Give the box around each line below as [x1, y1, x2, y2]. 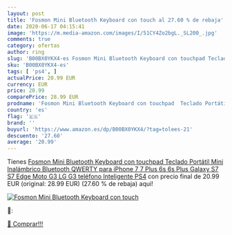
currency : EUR [7, 81, 48, 88]
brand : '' [7, 119, 36, 126]
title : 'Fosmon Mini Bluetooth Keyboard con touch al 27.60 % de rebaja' [7, 17, 224, 23]
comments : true [7, 36, 51, 43]
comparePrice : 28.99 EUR [7, 94, 79, 101]
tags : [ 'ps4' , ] [7, 68, 57, 75]
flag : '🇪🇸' [7, 113, 41, 120]
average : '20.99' [7, 139, 57, 146]
